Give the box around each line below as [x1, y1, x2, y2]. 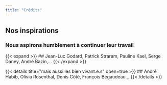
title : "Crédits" [5, 7, 42, 13]
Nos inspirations [5, 26, 59, 35]
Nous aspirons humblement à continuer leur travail [5, 41, 134, 48]
